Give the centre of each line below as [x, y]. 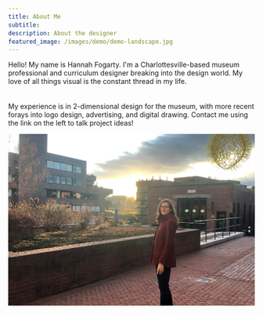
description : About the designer [63, 33]
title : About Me [34, 16]
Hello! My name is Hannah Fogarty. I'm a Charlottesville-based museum [124, 65]
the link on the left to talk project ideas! [71, 123]
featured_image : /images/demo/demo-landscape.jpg [91, 42]
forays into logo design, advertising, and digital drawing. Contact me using [128, 115]
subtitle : [24, 25]
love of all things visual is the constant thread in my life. [97, 82]
